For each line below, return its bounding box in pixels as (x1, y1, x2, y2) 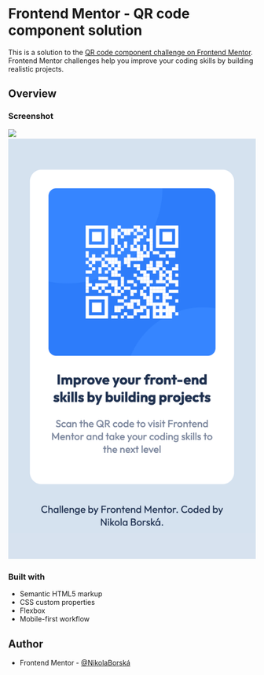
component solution (8, 21, 143, 39)
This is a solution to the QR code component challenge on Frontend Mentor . (8, 47, 253, 57)
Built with (8, 572, 46, 582)
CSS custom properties (19, 598, 96, 607)
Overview (8, 87, 57, 101)
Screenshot (8, 111, 53, 122)
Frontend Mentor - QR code (8, 5, 190, 23)
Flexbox (19, 606, 46, 615)
